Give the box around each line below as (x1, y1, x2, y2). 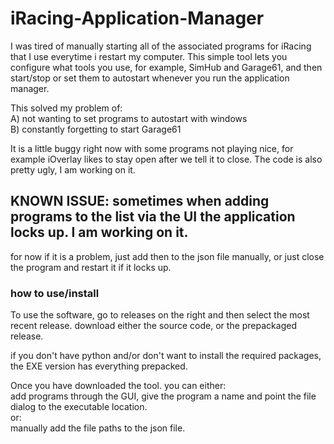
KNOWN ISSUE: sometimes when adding (10, 193, 270, 210)
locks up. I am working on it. (10, 224, 189, 241)
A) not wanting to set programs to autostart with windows (10, 112, 248, 124)
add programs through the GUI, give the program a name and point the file (10, 390, 317, 402)
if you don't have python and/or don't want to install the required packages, (10, 350, 322, 362)
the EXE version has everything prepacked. (10, 360, 188, 372)
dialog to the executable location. (10, 401, 148, 413)
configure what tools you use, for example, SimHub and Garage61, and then (10, 61, 323, 73)
